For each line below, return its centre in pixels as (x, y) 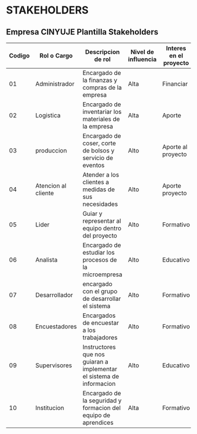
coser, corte (99, 143)
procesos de (100, 260)
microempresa (102, 274)
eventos (94, 165)
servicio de (98, 158)
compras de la (102, 87)
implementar (100, 369)
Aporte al (175, 147)
